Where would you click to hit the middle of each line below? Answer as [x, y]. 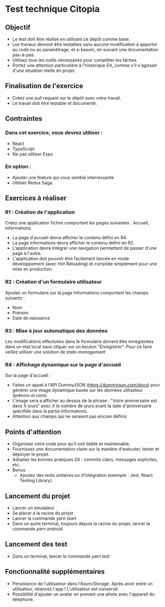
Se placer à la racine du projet [43, 513]
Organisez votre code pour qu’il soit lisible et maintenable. [71, 444]
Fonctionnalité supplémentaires [55, 572]
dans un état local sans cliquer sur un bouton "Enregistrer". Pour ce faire [79, 347]
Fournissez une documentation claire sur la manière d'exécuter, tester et [86, 449]
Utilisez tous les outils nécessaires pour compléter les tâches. [75, 60]
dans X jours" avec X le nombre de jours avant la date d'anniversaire [82, 406]
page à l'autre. [27, 253]
